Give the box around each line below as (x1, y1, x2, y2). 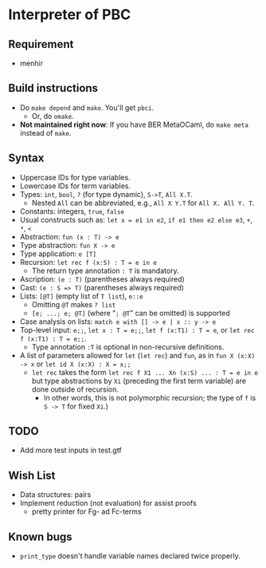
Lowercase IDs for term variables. (19, 181, 131, 191)
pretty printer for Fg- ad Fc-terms (31, 507, 142, 516)
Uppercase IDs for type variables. (19, 172, 131, 182)
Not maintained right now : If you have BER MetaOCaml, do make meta (19, 120, 249, 129)
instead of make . (19, 128, 72, 137)
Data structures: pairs (19, 490, 92, 499)
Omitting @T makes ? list (31, 299, 116, 309)
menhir (19, 58, 44, 68)
